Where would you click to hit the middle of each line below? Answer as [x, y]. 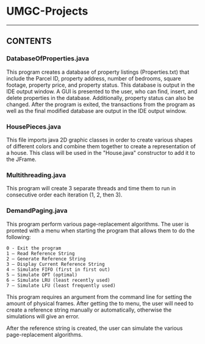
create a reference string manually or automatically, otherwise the [89, 310]
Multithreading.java [36, 175]
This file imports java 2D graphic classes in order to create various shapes [100, 140]
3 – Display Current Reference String [56, 264]
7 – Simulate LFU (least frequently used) [61, 285]
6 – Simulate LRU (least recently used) [59, 280]
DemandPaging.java [37, 210]
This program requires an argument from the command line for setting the [99, 296]
